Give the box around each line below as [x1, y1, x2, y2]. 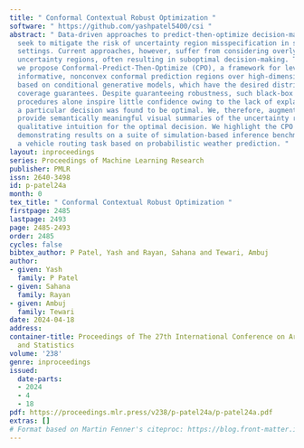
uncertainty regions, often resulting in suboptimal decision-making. [17, 55, 290, 64]
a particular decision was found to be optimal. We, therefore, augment [17, 106, 298, 115]
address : [9, 324, 43, 333]
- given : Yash [9, 266, 63, 275]
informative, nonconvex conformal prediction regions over [17, 72, 245, 81]
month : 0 [9, 190, 43, 199]
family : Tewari [17, 307, 75, 316]
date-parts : [17, 374, 63, 384]
